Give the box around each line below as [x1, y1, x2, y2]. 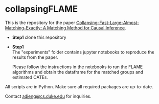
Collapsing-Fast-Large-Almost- [76, 20, 139, 26]
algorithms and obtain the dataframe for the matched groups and [12, 69, 143, 75]
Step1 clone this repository [12, 34, 67, 40]
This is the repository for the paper [5, 20, 75, 26]
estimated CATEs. [12, 74, 48, 80]
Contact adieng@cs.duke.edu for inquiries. [5, 93, 91, 99]
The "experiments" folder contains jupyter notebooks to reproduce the [12, 49, 155, 55]
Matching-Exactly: [5, 25, 42, 30]
